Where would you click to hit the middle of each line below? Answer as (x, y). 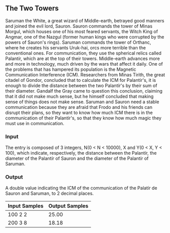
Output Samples (68, 206)
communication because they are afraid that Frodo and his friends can (79, 107)
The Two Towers (32, 8)
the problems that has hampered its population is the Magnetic (71, 69)
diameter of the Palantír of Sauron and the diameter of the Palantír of (77, 158)
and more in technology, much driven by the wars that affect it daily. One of (84, 64)
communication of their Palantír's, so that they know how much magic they (83, 118)
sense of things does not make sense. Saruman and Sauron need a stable (82, 102)
